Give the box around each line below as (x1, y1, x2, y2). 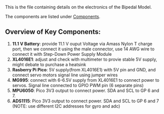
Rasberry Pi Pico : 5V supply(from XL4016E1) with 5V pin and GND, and (12, 67, 156, 72)
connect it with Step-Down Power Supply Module (12, 51, 112, 57)
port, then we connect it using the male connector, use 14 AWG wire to (12, 46, 155, 52)
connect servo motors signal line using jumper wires (12, 72, 118, 78)
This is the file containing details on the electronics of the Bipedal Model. (5, 4, 152, 10)
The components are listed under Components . (5, 14, 100, 19)
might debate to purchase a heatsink (12, 61, 87, 68)
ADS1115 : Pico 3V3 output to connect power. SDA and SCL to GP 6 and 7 (12, 98, 159, 104)
